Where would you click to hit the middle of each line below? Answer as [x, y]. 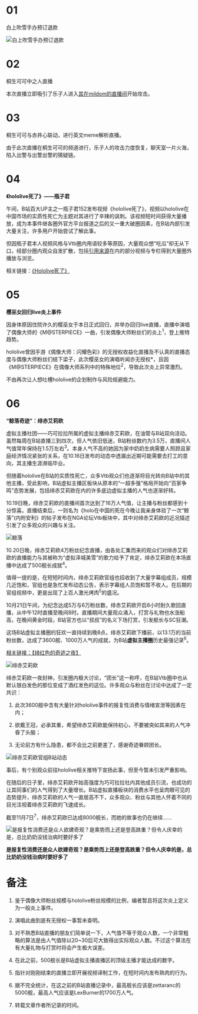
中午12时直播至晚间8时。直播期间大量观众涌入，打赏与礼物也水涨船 [103, 612]
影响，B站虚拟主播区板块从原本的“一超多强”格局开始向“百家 [109, 483]
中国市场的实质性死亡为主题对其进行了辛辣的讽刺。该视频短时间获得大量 [94, 216]
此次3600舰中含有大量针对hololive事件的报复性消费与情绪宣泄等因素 [98, 705]
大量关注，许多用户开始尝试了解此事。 [52, 231]
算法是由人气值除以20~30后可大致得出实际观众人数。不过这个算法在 [108, 940]
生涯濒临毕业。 [50, 463]
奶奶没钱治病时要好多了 [39, 857]
